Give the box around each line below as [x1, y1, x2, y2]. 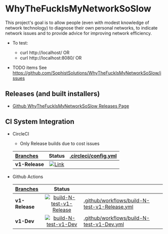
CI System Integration [5, 117, 74, 126]
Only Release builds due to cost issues [19, 140, 100, 146]
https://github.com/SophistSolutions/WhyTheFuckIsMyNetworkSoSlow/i [12, 69, 161, 75]
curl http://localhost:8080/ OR [19, 54, 82, 60]
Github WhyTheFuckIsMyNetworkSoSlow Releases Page [12, 103, 129, 109]
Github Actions [12, 173, 43, 179]
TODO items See [12, 64, 47, 70]
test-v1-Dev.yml [83, 220, 124, 227]
